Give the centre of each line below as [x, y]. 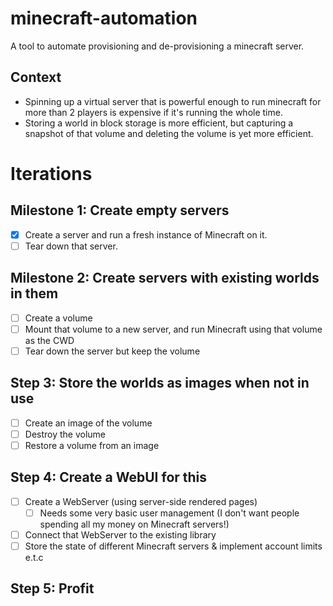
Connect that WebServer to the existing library [120, 534]
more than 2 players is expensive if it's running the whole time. [153, 112]
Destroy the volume [65, 434]
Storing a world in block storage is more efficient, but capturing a [159, 123]
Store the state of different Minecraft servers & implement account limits [173, 546]
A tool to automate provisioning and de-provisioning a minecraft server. [157, 46]
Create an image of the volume [88, 423]
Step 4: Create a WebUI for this [109, 477]
